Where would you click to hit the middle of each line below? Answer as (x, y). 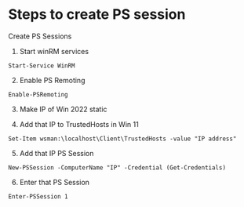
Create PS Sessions (40, 36)
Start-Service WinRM (42, 65)
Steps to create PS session (97, 15)
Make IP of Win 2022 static (63, 109)
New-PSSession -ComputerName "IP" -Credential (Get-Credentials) (117, 167)
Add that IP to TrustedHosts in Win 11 (79, 124)
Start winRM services (54, 51)
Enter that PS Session (55, 182)
